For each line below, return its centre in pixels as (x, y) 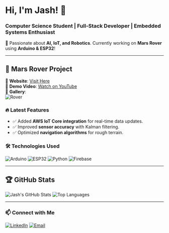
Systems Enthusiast (30, 32)
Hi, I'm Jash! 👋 (36, 10)
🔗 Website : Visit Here (28, 81)
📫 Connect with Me (30, 212)
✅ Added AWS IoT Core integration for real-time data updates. (78, 121)
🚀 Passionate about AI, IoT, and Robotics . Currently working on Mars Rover (84, 43)
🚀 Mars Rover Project (39, 69)
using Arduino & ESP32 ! (30, 48)
